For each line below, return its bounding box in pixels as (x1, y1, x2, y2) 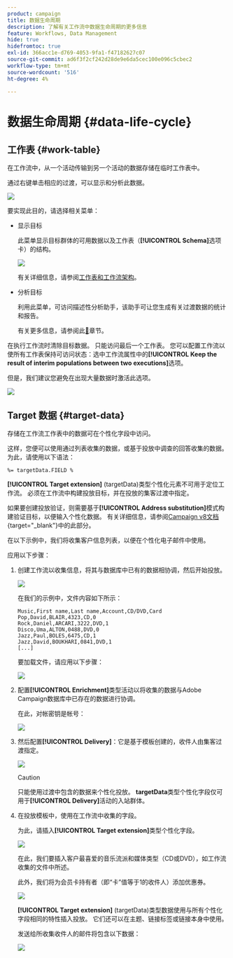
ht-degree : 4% (7, 75, 49, 83)
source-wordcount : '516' (7, 69, 80, 76)
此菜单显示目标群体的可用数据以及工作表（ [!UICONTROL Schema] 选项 (17, 236, 222, 245)
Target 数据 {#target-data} (7, 409, 125, 421)
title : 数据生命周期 (7, 17, 61, 24)
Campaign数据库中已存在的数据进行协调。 (17, 695, 139, 703)
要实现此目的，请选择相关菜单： (7, 207, 99, 215)
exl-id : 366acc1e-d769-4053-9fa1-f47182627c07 (7, 50, 146, 57)
